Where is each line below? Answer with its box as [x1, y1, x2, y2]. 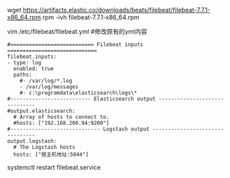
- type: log [7, 59, 41, 66]
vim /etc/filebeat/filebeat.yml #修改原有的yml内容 [7, 28, 147, 35]
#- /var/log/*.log [19, 77, 73, 84]
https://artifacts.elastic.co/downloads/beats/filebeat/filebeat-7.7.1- [23, 6, 211, 14]
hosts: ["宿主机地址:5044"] [13, 151, 89, 158]
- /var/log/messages [19, 83, 79, 90]
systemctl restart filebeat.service [7, 164, 102, 171]
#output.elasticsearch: [7, 108, 76, 115]
